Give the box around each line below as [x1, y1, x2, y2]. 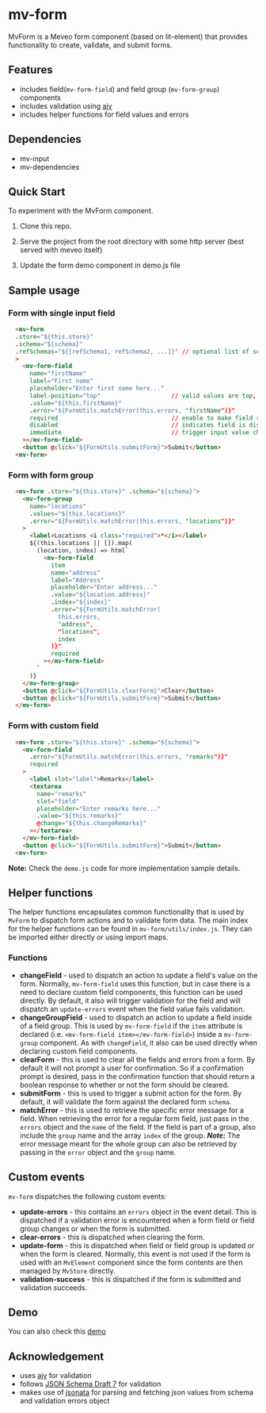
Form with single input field [8, 307, 116, 318]
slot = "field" [36, 797, 80, 805]
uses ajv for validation [19, 1371, 92, 1380]
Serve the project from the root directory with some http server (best [19, 236, 245, 247]
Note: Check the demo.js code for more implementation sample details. [8, 863, 241, 873]
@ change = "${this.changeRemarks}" [36, 820, 147, 827]
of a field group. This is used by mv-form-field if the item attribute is [19, 1021, 243, 1031]
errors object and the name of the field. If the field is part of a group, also [19, 1122, 256, 1131]
